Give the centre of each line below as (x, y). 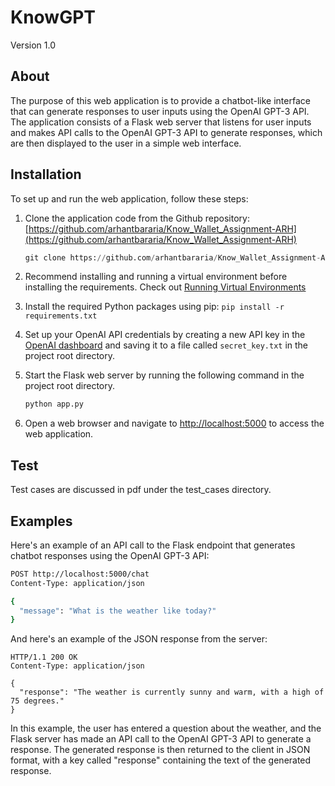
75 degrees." (37, 701)
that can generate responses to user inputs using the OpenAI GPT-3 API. (160, 111)
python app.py (54, 404)
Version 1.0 (33, 45)
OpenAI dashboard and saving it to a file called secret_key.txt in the (166, 345)
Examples (41, 521)
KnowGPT (53, 17)
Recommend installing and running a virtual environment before (156, 277)
